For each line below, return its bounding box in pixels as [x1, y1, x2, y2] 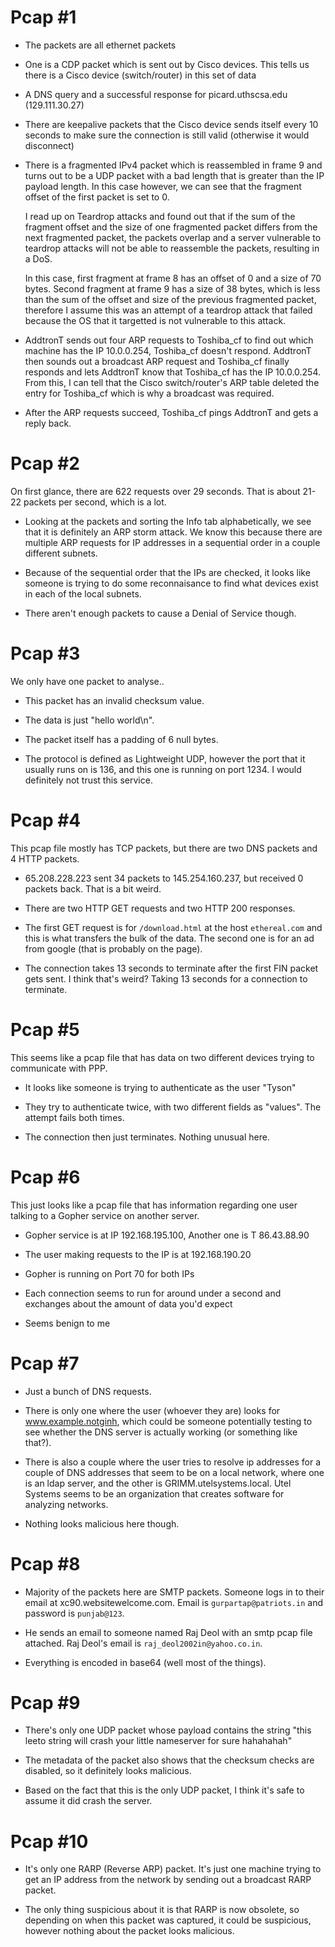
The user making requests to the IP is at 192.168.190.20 [24, 1248, 252, 1260]
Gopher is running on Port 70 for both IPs [24, 1267, 195, 1280]
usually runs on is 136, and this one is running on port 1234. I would [24, 763, 302, 775]
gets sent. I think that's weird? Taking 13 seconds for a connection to [24, 972, 308, 985]
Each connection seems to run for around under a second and [24, 1287, 282, 1299]
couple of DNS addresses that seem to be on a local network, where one [24, 1466, 325, 1478]
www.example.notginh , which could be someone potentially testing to [24, 1415, 313, 1427]
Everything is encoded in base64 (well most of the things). [24, 1656, 267, 1668]
